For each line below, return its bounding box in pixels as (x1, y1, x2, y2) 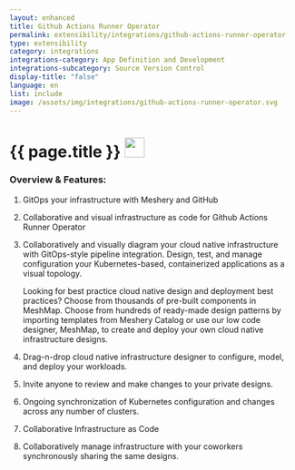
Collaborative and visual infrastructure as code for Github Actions (22, 211, 268, 222)
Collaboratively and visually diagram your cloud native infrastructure (22, 239, 279, 250)
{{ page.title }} (9, 142, 122, 162)
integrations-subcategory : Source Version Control (9, 64, 205, 73)
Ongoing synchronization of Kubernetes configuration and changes (22, 396, 275, 406)
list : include (9, 89, 64, 98)
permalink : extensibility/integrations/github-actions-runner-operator (9, 30, 286, 39)
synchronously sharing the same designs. (22, 450, 180, 461)
